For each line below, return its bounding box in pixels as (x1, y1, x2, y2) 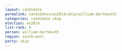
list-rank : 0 (5, 25, 31, 30)
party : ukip (5, 39, 29, 44)
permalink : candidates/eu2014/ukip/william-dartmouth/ (5, 12, 118, 17)
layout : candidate (5, 7, 42, 12)
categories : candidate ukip (5, 16, 62, 21)
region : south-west (5, 34, 44, 39)
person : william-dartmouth (5, 30, 59, 34)
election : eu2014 (5, 20, 40, 26)
